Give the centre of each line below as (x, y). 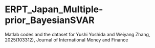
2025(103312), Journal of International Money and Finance (67, 40)
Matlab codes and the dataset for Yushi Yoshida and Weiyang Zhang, (77, 34)
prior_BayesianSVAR (50, 20)
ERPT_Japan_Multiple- (54, 9)
